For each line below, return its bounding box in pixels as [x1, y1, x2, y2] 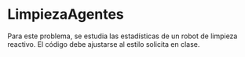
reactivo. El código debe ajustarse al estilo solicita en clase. [7, 39, 200, 48]
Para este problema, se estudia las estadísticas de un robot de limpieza [7, 31, 238, 41]
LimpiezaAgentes [7, 5, 125, 23]
